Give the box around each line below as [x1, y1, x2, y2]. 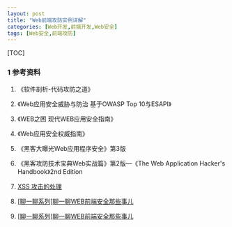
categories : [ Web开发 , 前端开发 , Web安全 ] [7, 23, 118, 30]
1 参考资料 [7, 68, 41, 78]
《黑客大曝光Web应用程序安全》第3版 [17, 144, 127, 152]
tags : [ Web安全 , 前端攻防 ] [7, 29, 77, 37]
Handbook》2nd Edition [17, 167, 83, 175]
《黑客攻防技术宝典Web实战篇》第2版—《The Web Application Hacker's [17, 159, 226, 168]
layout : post [7, 10, 45, 17]
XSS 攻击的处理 [17, 182, 63, 191]
